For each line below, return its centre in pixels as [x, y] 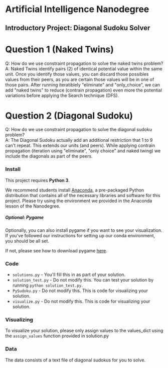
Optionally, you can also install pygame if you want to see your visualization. [84, 230]
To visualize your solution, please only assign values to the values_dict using [84, 331]
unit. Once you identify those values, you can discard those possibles [77, 74]
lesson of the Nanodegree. [33, 206]
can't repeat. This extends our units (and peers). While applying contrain [80, 146]
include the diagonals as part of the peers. [49, 156]
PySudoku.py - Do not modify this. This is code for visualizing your [80, 291]
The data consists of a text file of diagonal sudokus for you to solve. [75, 360]
